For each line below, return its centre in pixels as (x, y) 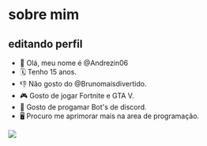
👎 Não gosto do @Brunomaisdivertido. (83, 84)
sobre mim (44, 15)
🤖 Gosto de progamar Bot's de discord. (83, 107)
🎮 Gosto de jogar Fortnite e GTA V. (77, 96)
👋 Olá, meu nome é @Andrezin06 (74, 63)
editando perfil (45, 44)
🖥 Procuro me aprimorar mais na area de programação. (109, 116)
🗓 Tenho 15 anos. (48, 72)
